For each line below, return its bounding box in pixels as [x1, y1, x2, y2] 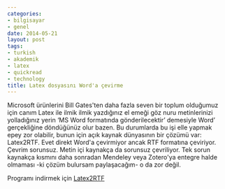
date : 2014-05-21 [7, 29, 58, 37]
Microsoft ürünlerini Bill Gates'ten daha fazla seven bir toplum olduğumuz [7, 101, 219, 109]
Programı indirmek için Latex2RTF [7, 174, 105, 183]
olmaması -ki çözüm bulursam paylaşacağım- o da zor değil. [7, 160, 182, 169]
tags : [7, 43, 23, 50]
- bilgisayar [7, 17, 45, 24]
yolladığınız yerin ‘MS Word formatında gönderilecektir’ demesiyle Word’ [7, 116, 215, 125]
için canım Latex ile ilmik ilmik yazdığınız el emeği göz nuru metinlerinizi [7, 108, 213, 117]
